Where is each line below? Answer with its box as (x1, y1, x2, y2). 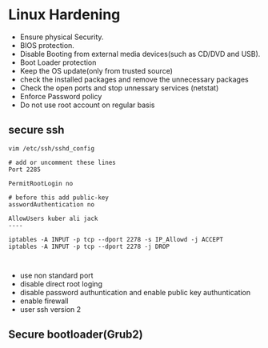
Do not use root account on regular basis (19, 100, 155, 110)
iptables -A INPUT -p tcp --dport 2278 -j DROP (8, 242, 170, 250)
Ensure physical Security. (19, 32, 104, 42)
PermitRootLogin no (8, 179, 74, 187)
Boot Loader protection (19, 58, 97, 67)
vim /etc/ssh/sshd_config (8, 144, 94, 153)
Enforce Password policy (19, 91, 102, 101)
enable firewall (19, 296, 69, 306)
